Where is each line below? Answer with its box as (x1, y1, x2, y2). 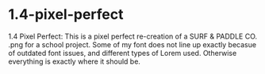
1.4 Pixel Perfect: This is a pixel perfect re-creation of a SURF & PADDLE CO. (8, 31, 258, 41)
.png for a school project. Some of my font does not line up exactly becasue (8, 39, 256, 49)
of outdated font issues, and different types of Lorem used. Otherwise (8, 48, 237, 57)
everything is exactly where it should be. (8, 57, 141, 66)
